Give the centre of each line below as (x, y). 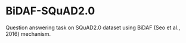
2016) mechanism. (28, 33)
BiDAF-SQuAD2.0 (50, 11)
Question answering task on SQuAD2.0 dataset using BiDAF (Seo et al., (93, 27)
